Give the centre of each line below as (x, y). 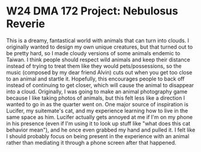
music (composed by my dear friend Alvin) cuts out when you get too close (99, 72)
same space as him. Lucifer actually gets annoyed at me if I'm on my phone (100, 117)
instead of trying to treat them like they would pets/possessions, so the (94, 66)
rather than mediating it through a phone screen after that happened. (91, 142)
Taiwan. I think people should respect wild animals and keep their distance (98, 59)
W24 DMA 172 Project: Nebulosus (92, 11)
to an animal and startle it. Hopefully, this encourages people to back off (95, 79)
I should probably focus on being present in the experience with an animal (98, 136)
